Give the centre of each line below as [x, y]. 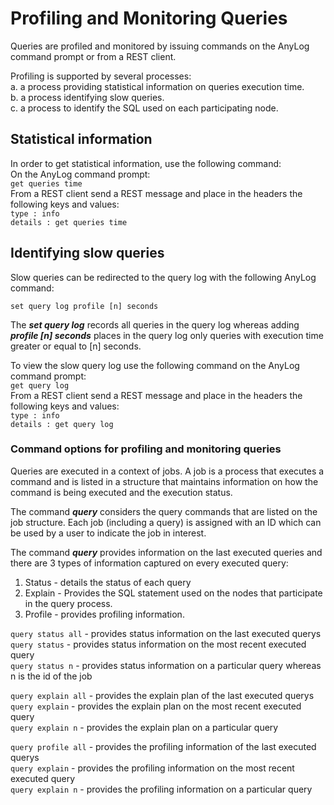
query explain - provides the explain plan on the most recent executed [156, 706]
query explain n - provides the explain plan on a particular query [144, 727]
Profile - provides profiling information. [104, 614]
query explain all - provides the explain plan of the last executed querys [162, 695]
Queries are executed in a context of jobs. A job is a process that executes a [167, 471]
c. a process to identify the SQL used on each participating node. [144, 108]
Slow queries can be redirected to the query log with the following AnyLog [163, 277]
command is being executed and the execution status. [121, 492]
